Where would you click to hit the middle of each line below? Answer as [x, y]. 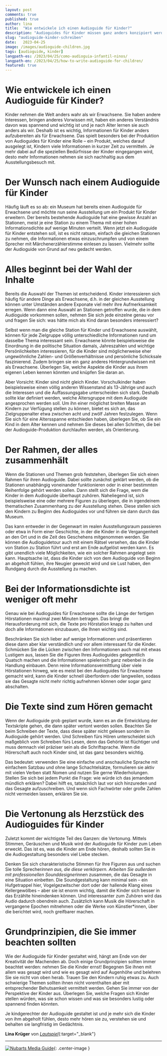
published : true [22, 19]
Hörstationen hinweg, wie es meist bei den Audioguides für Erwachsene [79, 670]
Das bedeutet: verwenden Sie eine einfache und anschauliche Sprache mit [82, 762]
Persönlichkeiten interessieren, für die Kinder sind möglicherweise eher [78, 351]
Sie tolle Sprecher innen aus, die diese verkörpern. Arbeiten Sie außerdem [81, 869]
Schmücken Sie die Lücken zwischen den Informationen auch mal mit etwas [83, 649]
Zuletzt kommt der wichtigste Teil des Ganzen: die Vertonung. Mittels [76, 838]
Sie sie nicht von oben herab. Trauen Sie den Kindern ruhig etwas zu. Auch [82, 977]
